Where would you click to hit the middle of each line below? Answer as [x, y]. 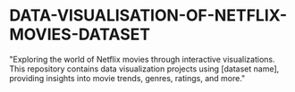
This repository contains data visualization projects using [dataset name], [144, 69]
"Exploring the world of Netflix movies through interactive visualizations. [142, 59]
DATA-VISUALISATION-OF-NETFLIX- [148, 16]
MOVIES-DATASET [80, 34]
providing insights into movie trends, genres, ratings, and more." [127, 78]
